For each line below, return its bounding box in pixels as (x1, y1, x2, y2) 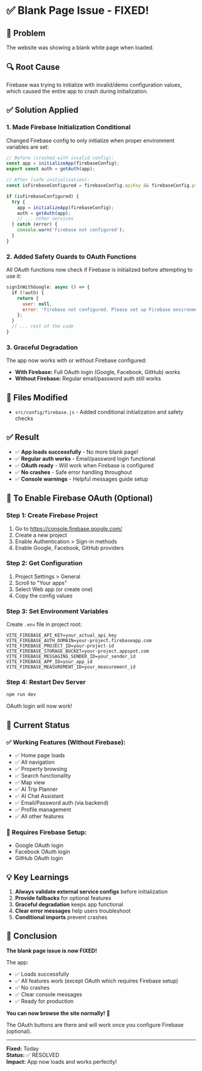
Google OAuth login (14, 841, 64, 849)
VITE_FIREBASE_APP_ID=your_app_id (6, 659, 93, 665)
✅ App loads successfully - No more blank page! (14, 448, 139, 455)
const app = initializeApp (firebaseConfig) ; (6, 160, 120, 166)
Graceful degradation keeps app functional (14, 901, 123, 908)
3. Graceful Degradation (6, 343, 78, 351)
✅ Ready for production (14, 998, 74, 1005)
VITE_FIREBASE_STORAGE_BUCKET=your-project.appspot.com (6, 648, 149, 654)
